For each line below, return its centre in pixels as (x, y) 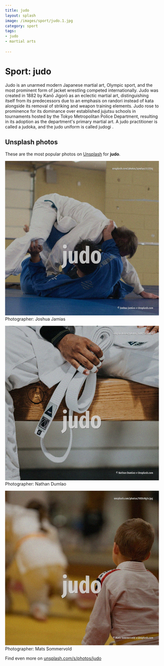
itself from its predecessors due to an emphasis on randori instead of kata (79, 101)
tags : (10, 31)
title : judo (17, 10)
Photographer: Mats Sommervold (39, 649)
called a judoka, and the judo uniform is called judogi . (59, 127)
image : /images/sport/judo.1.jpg (39, 21)
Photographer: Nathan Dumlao (36, 484)
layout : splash (20, 15)
